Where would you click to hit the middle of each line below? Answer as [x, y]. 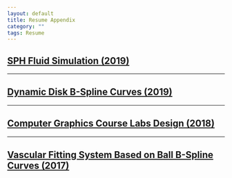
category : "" [26, 26]
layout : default [30, 13]
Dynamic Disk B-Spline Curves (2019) [90, 92]
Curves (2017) [38, 166]
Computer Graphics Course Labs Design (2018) [111, 124]
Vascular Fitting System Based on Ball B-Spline [110, 155]
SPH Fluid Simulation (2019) [68, 60]
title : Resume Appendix [41, 20]
